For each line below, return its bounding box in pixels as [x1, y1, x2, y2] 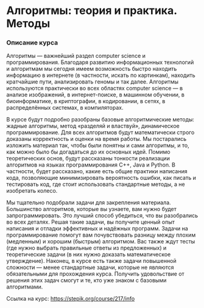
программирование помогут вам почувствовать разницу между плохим [6, 231, 196, 238]
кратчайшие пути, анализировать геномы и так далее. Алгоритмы [6, 78, 178, 85]
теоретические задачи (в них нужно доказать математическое [6, 251, 171, 258]
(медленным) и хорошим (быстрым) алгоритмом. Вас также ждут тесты [6, 238, 195, 245]
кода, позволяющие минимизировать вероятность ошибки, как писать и [6, 174, 196, 182]
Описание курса [6, 38, 58, 47]
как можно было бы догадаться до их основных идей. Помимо [6, 148, 171, 156]
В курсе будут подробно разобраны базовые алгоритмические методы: [6, 116, 195, 123]
